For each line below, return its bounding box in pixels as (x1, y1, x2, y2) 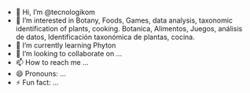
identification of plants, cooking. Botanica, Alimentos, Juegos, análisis (15, 24, 243, 33)
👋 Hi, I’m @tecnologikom (15, 8, 96, 16)
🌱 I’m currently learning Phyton (15, 41, 116, 50)
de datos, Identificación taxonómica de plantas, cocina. (15, 32, 195, 41)
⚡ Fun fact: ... (15, 78, 59, 87)
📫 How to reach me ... (15, 58, 89, 66)
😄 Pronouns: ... (15, 69, 67, 78)
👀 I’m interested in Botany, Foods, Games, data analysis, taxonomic (15, 16, 233, 25)
